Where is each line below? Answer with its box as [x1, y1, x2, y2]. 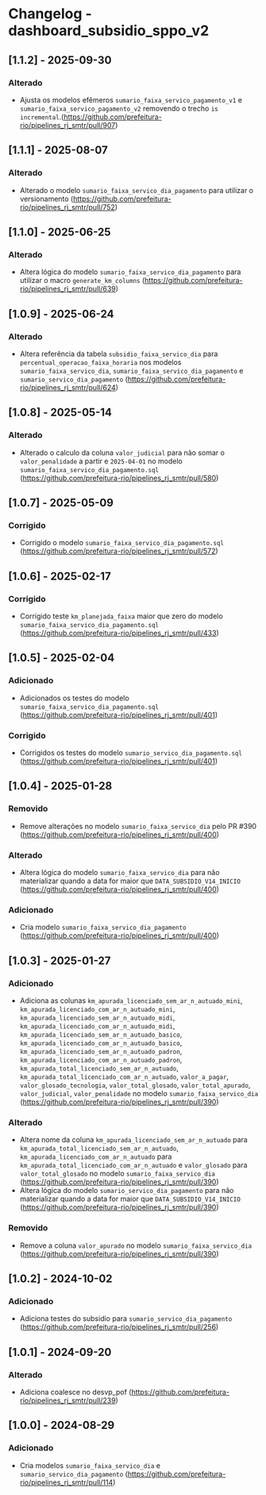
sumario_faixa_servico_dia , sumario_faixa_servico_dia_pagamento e [19, 366, 244, 375]
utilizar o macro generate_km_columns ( [19, 276, 145, 285]
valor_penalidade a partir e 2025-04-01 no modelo [19, 456, 183, 466]
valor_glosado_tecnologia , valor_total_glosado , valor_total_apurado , [19, 1080, 251, 1090]
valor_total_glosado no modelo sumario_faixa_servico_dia [19, 1169, 216, 1179]
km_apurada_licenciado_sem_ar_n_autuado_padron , [19, 1046, 183, 1055]
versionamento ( [19, 194, 74, 203]
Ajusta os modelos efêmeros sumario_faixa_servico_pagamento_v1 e [19, 95, 242, 104]
